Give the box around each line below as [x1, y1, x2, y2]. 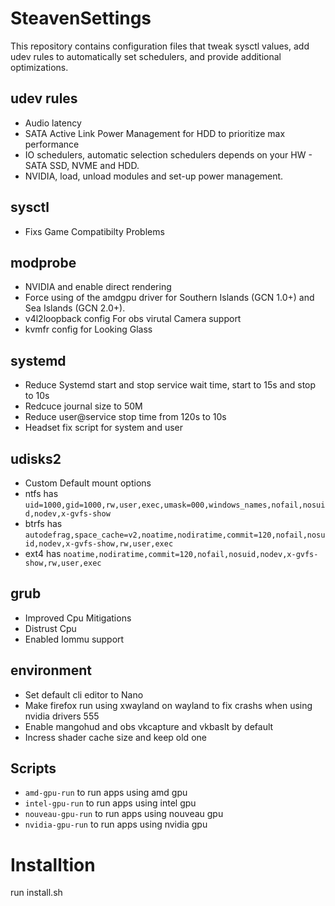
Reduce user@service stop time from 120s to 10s [24, 411, 227, 423]
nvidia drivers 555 [24, 710, 100, 722]
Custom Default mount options [24, 477, 152, 489]
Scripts [10, 760, 57, 777]
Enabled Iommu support [24, 633, 125, 645]
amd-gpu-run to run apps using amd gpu [24, 787, 188, 799]
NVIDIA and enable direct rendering [24, 281, 172, 293]
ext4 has [24, 548, 62, 559]
